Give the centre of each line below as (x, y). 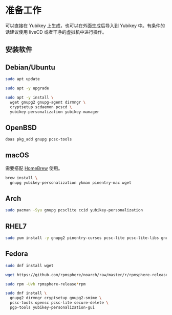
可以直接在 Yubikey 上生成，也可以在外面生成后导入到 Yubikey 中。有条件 (83, 26)
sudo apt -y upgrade (27, 88)
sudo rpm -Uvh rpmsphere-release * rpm (46, 284)
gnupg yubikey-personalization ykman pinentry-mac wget (71, 183)
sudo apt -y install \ (29, 98)
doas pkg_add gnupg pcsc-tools (39, 139)
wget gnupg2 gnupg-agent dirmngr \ (48, 102)
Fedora (17, 254)
